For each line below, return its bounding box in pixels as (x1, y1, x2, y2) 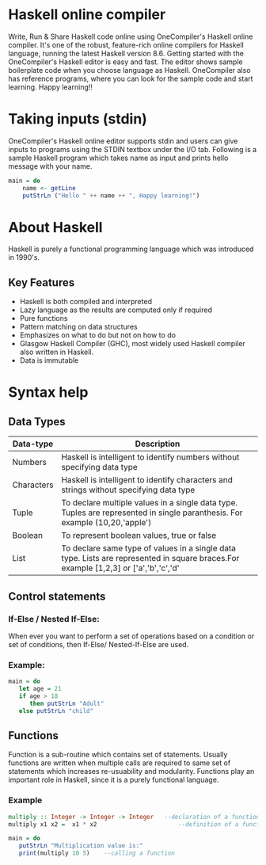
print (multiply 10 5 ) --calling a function (18, 849, 176, 857)
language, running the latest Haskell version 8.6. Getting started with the (8, 48, 244, 58)
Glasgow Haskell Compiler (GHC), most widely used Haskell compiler (19, 339, 245, 349)
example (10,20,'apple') (61, 517, 152, 528)
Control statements (8, 589, 106, 603)
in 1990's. (8, 253, 40, 262)
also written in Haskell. (19, 347, 94, 357)
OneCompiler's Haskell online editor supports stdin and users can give (8, 136, 238, 146)
